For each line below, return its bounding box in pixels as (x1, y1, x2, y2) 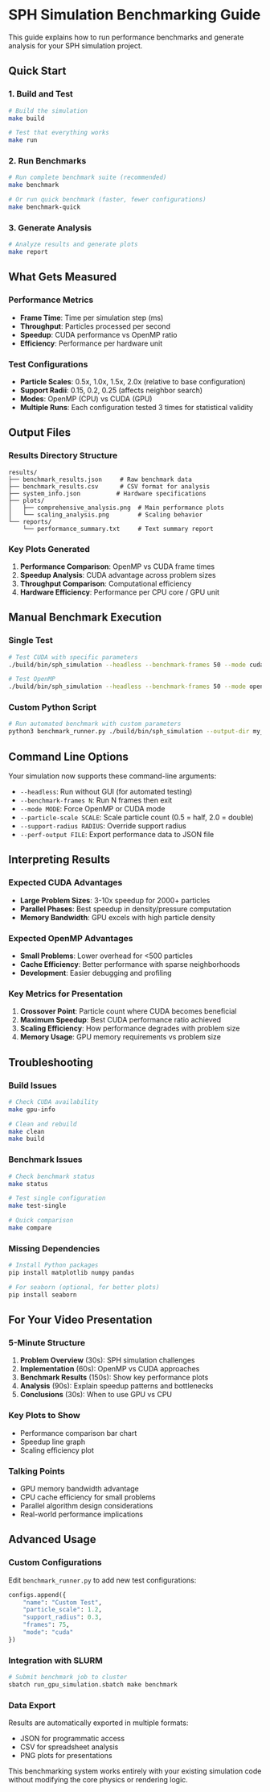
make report (8, 248, 48, 256)
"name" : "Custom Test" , (22, 1598, 103, 1607)
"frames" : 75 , (22, 1621, 70, 1629)
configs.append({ (8, 1591, 67, 1599)
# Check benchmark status (8, 1172, 95, 1180)
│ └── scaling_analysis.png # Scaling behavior (8, 510, 203, 519)
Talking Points (8, 1465, 66, 1476)
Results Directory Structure (8, 450, 118, 461)
